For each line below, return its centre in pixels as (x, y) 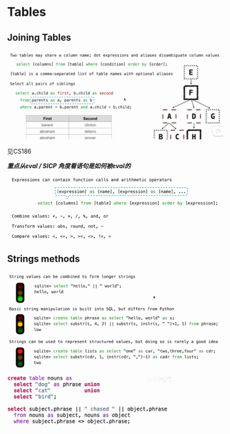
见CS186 (20, 151)
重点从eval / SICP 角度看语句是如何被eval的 (69, 165)
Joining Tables (39, 38)
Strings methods (44, 259)
